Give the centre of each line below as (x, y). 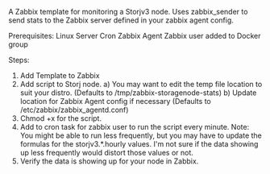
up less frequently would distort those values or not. (106, 153)
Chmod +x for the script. (61, 118)
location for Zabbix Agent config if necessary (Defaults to (115, 101)
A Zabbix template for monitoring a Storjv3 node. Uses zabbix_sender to (128, 12)
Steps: (19, 60)
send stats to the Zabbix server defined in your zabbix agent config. (121, 20)
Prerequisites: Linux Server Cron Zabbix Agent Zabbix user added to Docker (135, 36)
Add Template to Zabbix (60, 75)
